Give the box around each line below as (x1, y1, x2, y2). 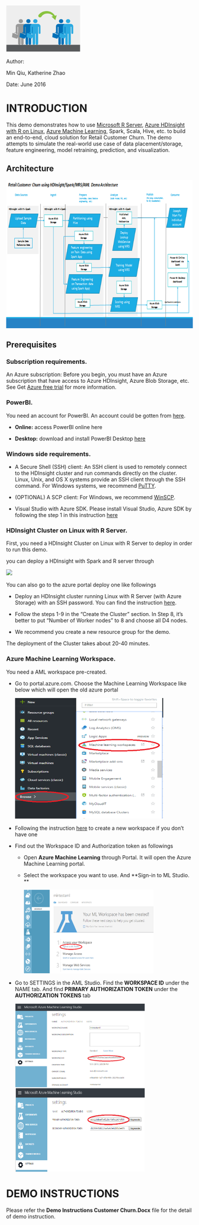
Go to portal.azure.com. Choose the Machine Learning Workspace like (14, 680, 187, 687)
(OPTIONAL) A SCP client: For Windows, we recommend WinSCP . (14, 494, 176, 501)
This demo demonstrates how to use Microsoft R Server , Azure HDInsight (6, 121, 185, 128)
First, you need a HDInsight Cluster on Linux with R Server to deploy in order (6, 539, 192, 547)
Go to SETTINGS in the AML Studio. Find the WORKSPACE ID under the (14, 979, 190, 986)
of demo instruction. (6, 1213, 56, 1220)
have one (14, 830, 38, 838)
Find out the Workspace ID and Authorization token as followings (14, 842, 174, 849)
